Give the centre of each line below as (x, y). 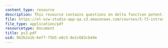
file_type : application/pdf (34, 24)
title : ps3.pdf (21, 33)
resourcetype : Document (30, 28)
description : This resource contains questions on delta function (76, 14)
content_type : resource (30, 10)
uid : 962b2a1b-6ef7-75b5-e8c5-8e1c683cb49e (51, 38)
